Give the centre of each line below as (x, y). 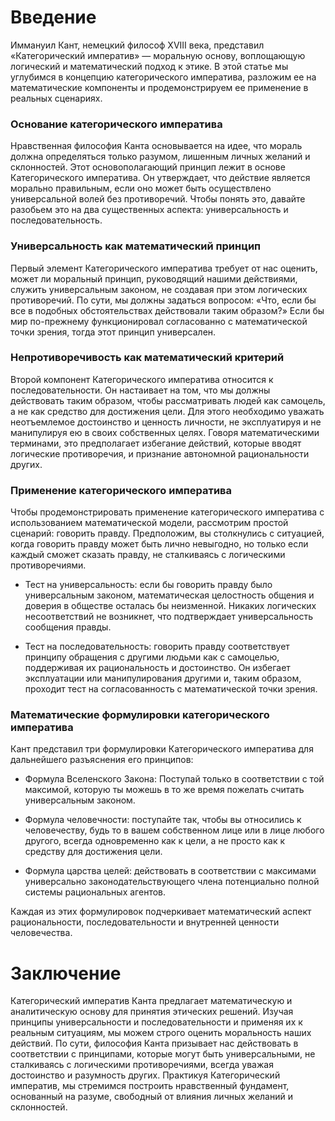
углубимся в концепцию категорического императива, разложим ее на (163, 77)
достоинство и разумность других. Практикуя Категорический (145, 1075)
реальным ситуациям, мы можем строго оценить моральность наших (161, 1033)
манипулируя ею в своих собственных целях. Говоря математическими (165, 432)
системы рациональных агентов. (95, 892)
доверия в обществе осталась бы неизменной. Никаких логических (170, 606)
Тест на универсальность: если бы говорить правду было (148, 585)
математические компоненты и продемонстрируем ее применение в (159, 87)
